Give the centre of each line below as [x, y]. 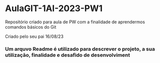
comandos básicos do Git [31, 27]
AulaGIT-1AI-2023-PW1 [54, 8]
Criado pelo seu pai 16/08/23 [34, 36]
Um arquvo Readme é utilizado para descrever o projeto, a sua [80, 49]
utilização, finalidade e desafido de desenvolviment [68, 55]
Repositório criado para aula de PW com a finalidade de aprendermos [75, 22]
